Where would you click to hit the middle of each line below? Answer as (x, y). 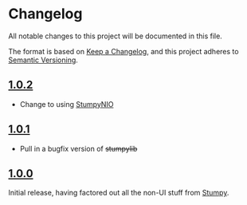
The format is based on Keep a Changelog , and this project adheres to (123, 51)
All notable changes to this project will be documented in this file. (116, 36)
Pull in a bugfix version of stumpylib (78, 148)
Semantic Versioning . (43, 60)
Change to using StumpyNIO (67, 104)
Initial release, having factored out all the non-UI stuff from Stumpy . (119, 193)
